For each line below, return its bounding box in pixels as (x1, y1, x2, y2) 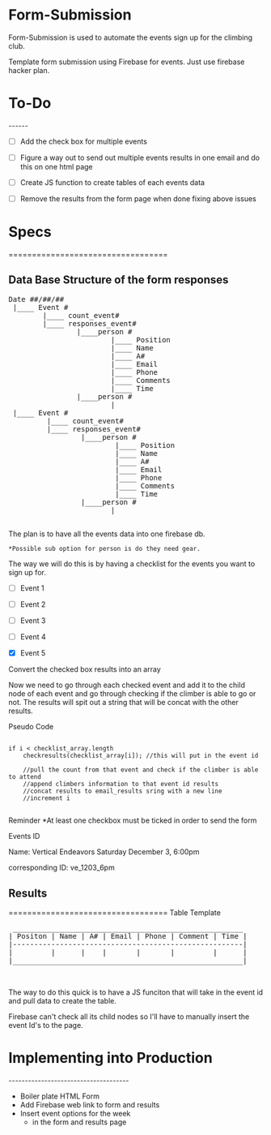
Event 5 (19, 648, 46, 658)
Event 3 (19, 616, 46, 626)
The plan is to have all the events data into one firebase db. (8, 529, 205, 539)
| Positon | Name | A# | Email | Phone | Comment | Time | (8, 931, 248, 940)
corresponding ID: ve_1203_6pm (8, 862, 115, 873)
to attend (8, 773, 42, 781)
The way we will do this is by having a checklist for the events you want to (8, 558, 256, 569)
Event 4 (19, 632, 46, 642)
